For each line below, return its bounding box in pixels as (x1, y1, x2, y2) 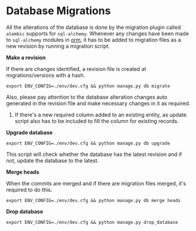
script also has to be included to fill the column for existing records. (14, 117, 179, 125)
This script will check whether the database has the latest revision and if (6, 151, 182, 158)
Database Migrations (6, 4, 111, 18)
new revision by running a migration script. (6, 43, 110, 50)
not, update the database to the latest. (6, 157, 99, 164)
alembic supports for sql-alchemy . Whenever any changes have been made (6, 30, 189, 37)
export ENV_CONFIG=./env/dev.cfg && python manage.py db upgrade (6, 140, 170, 146)
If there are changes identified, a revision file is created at (6, 65, 146, 72)
